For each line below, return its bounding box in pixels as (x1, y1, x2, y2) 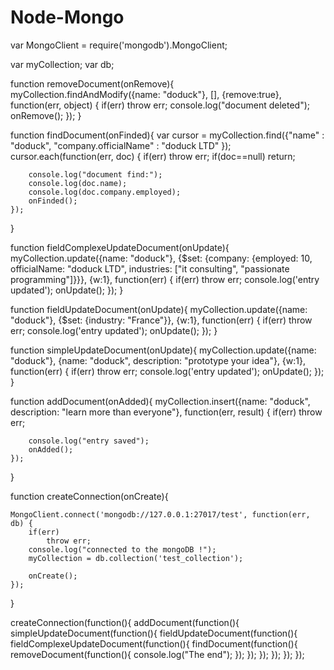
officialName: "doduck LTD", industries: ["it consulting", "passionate (10, 262, 290, 275)
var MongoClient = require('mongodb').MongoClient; (10, 39, 228, 51)
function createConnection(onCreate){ (10, 490, 169, 502)
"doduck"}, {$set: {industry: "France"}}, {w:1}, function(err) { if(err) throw (10, 314, 313, 326)
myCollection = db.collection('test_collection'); (28, 553, 244, 563)
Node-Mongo (10, 6, 125, 29)
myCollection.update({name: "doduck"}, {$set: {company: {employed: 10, (10, 252, 313, 264)
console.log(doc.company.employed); (28, 187, 182, 197)
